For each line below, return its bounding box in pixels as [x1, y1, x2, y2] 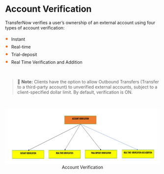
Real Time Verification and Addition [11, 59, 82, 65]
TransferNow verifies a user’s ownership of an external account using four [5, 20, 156, 25]
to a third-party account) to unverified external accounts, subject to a [17, 84, 158, 90]
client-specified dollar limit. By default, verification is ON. [17, 89, 133, 95]
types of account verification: [5, 25, 65, 30]
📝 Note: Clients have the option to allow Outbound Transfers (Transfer [17, 78, 159, 84]
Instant [11, 36, 26, 42]
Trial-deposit [11, 51, 37, 57]
